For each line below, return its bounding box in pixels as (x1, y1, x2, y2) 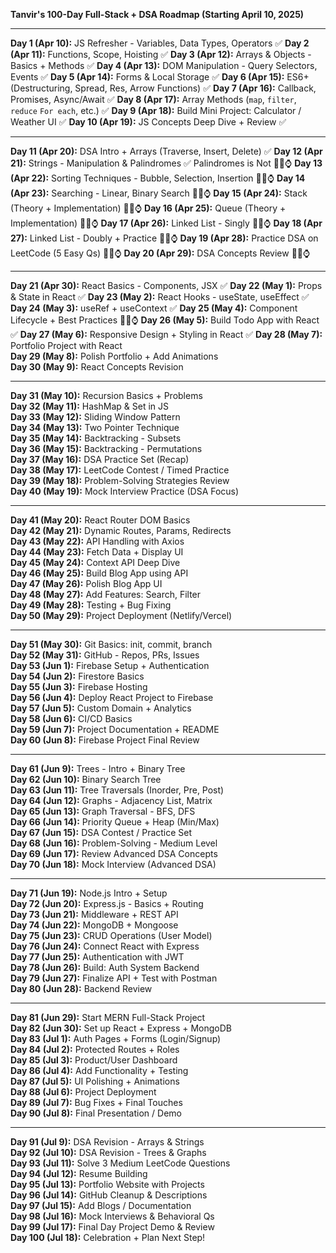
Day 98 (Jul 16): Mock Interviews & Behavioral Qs (10, 1210, 215, 1222)
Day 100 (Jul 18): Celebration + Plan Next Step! (10, 1232, 206, 1243)
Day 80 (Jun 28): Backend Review (10, 983, 153, 994)
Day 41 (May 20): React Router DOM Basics (10, 514, 191, 526)
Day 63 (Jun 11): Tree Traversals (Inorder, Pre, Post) (10, 784, 225, 796)
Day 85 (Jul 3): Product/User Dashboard (10, 1054, 178, 1066)
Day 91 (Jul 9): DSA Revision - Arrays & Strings (10, 1136, 205, 1148)
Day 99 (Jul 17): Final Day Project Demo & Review (10, 1221, 215, 1233)
